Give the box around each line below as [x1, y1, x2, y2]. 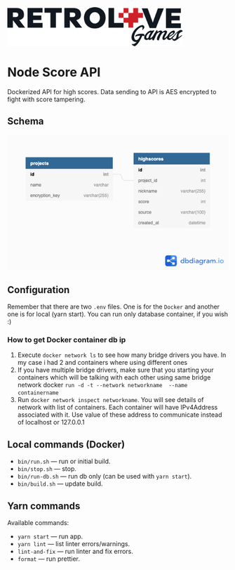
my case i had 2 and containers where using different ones [17, 358, 188, 367]
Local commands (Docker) [7, 439, 125, 451]
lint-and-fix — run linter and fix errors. [17, 548, 133, 556]
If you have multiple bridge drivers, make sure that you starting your [17, 365, 214, 375]
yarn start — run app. [17, 532, 83, 540]
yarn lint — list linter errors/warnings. [17, 540, 130, 548]
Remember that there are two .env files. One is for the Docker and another [7, 302, 220, 311]
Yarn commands [7, 500, 81, 512]
